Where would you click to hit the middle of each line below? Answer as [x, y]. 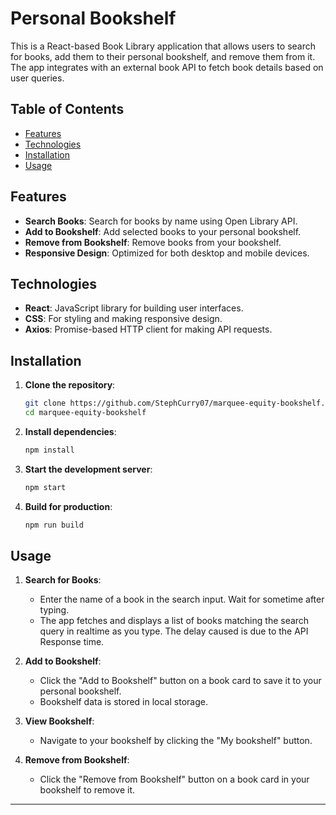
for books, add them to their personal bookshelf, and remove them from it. [163, 56]
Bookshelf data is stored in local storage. [123, 702]
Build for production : [68, 506]
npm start [45, 487]
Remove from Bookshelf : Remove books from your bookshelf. [153, 242]
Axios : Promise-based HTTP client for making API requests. [148, 329]
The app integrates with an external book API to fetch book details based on [167, 67]
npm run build [54, 525]
